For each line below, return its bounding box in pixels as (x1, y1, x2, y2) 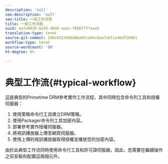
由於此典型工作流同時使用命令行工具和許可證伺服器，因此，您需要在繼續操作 (5, 147, 163, 153)
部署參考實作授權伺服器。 (12, 124, 65, 130)
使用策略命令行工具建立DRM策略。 (12, 111, 84, 117)
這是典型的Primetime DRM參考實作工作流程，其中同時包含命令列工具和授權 (5, 94, 160, 100)
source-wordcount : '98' (5, 45, 55, 50)
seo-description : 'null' (5, 12, 57, 17)
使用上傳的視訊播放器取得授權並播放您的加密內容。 (12, 136, 118, 142)
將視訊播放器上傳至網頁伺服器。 (12, 130, 78, 136)
